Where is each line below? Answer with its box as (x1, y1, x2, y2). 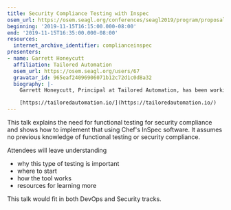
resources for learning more (16, 182, 97, 189)
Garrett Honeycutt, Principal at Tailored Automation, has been (19, 87, 208, 94)
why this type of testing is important (16, 160, 120, 167)
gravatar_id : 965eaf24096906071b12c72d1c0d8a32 (13, 74, 153, 81)
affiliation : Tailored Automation (13, 61, 112, 68)
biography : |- (13, 81, 54, 87)
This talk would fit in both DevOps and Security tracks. (7, 195, 162, 203)
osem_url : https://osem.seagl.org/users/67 (13, 67, 140, 74)
